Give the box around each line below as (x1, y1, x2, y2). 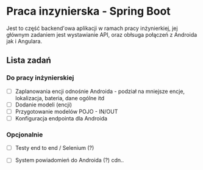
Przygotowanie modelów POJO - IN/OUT (15, 108, 118, 115)
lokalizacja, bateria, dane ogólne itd (15, 94, 105, 102)
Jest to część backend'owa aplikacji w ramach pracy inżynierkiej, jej (6, 24, 178, 32)
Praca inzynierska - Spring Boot (6, 4, 171, 18)
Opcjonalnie (6, 130, 43, 139)
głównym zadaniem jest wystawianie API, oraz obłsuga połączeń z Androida (6, 31, 198, 38)
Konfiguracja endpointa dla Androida (15, 114, 108, 122)
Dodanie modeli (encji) (15, 101, 72, 108)
